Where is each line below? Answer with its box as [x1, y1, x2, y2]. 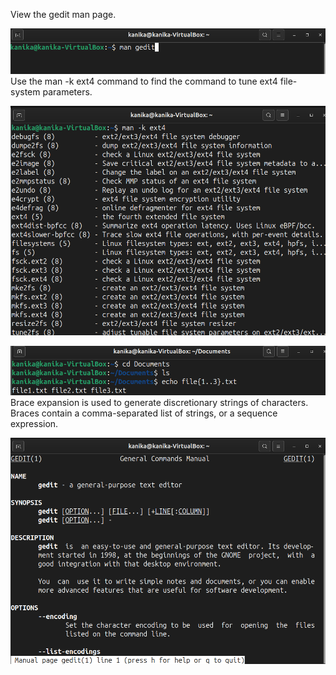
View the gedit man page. [10, 9, 117, 20]
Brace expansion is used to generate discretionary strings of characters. [10, 397, 309, 409]
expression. [10, 418, 59, 430]
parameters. [42, 86, 93, 98]
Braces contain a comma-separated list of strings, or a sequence [10, 407, 278, 419]
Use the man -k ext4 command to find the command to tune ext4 [10, 75, 278, 88]
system [10, 86, 41, 98]
